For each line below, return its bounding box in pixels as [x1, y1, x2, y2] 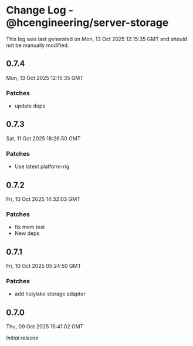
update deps [14, 102, 46, 109]
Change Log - [6, 4, 74, 17]
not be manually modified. [6, 42, 69, 49]
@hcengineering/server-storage [6, 16, 169, 29]
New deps [14, 230, 40, 237]
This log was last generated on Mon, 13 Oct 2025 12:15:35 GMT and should [6, 35, 188, 42]
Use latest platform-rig [14, 163, 70, 170]
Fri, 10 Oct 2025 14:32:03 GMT [6, 195, 80, 203]
